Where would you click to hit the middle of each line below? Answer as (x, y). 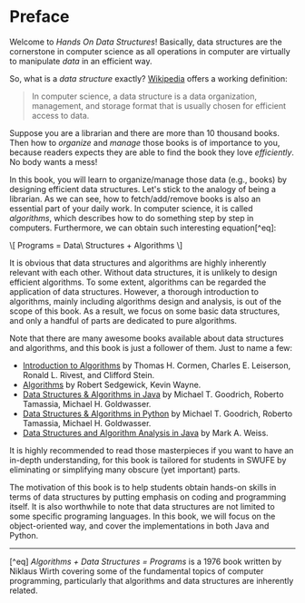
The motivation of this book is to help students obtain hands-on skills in (143, 487)
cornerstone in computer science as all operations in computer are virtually (150, 51)
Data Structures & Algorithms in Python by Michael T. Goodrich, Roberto (157, 413)
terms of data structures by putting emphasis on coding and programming (148, 497)
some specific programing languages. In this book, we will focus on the (143, 516)
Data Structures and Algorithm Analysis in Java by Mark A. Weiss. (146, 433)
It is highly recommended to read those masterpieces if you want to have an (152, 450)
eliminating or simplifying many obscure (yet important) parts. (125, 470)
